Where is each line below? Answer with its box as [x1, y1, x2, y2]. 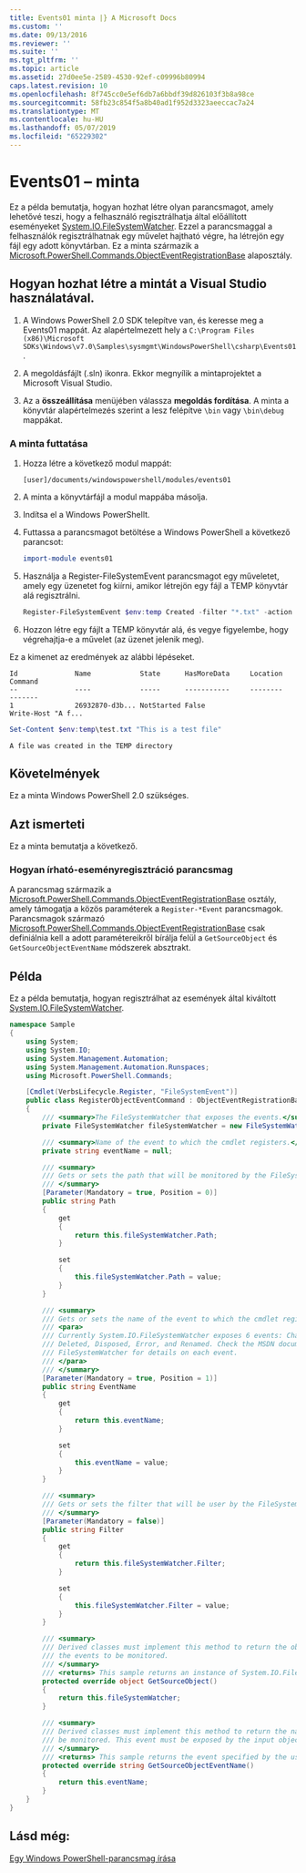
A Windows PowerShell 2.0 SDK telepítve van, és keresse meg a [22, 314, 264, 325]
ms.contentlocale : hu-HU [9, 115, 104, 124]
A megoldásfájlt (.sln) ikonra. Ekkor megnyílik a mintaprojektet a [22, 367, 262, 378]
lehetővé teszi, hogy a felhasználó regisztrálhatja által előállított [9, 211, 248, 221]
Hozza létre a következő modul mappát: [22, 458, 172, 468]
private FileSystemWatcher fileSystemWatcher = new [42, 1121, 243, 1130]
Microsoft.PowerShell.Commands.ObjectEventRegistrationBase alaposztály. [9, 250, 293, 261]
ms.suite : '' [9, 47, 59, 57]
